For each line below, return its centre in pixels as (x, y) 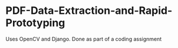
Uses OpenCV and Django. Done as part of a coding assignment (84, 39)
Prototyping (35, 23)
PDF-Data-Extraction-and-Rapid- (89, 11)
